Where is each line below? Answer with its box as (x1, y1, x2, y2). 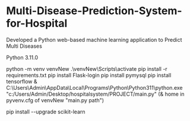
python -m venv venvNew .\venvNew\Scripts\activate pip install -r (6, 65, 167, 72)
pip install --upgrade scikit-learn (6, 108, 85, 115)
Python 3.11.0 (6, 54, 39, 61)
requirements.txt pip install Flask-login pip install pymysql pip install (6, 71, 172, 79)
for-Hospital (6, 17, 68, 30)
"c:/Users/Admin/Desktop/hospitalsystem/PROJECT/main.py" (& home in (6, 90, 185, 97)
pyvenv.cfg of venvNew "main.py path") (6, 96, 104, 104)
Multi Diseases (6, 42, 43, 50)
